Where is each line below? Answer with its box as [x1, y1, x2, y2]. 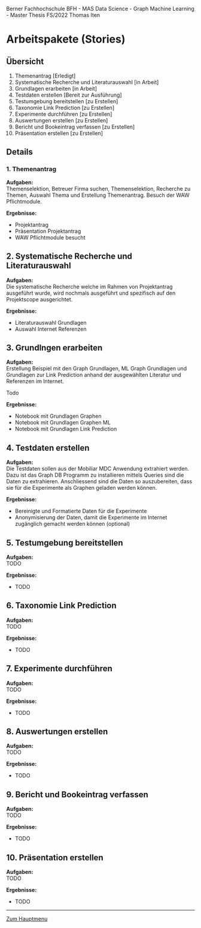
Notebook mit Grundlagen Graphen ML [14, 419, 111, 426]
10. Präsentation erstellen [6, 852, 103, 863]
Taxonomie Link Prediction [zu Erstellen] [14, 104, 115, 111]
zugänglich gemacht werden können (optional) [14, 520, 130, 528]
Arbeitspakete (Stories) [6, 32, 126, 46]
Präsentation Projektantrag [14, 227, 81, 235]
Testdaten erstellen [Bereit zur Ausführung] [14, 91, 122, 98]
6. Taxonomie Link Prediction [6, 600, 117, 611]
